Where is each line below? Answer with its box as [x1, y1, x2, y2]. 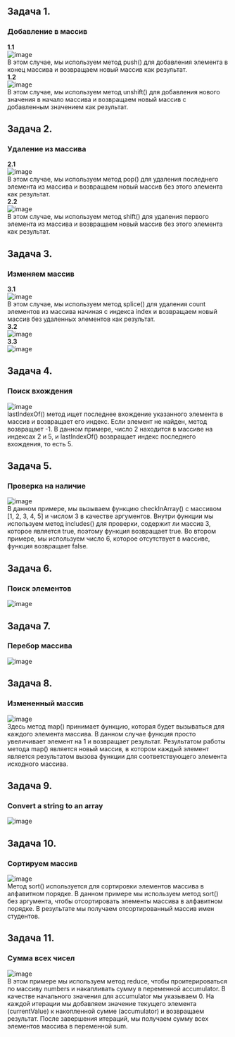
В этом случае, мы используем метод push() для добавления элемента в [7, 58, 229, 66]
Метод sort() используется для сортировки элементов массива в [7, 881, 204, 890]
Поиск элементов [7, 584, 72, 593]
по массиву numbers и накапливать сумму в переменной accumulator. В [7, 984, 226, 993]
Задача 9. [7, 779, 53, 791]
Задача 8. [7, 677, 53, 689]
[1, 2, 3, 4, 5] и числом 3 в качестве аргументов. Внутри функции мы [7, 512, 214, 520]
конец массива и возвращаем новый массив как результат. [7, 65, 188, 73]
